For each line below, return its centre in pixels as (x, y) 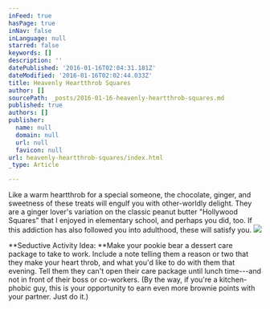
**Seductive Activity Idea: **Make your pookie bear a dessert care (121, 246)
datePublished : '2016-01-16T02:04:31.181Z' (82, 68)
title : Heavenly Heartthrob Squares (70, 83)
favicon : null (39, 150)
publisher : (27, 120)
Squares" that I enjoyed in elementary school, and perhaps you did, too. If (131, 221)
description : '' (35, 61)
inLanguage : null (37, 38)
